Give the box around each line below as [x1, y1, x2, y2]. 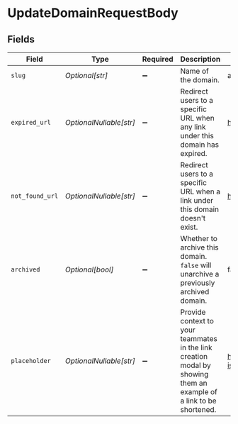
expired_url [11, 118, 52, 126]
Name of [180, 66, 209, 76]
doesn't [180, 213, 206, 223]
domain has [180, 140, 220, 150]
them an [180, 378, 208, 388]
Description [180, 55, 221, 64]
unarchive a [180, 269, 220, 279]
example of [180, 387, 218, 396]
